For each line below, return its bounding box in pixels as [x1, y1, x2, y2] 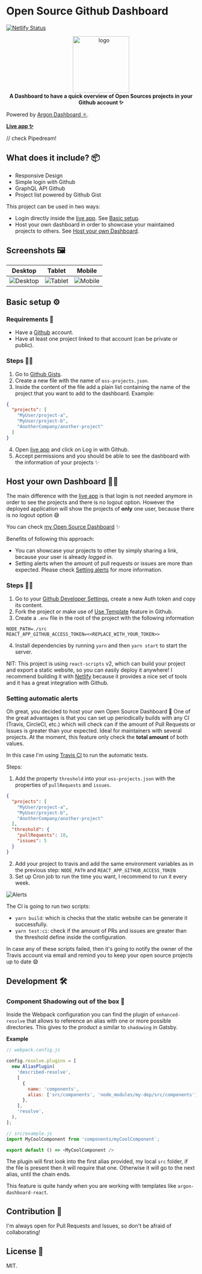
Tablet [47, 266, 66, 275]
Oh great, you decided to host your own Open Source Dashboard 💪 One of [6, 708, 191, 715]
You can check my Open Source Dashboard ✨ [6, 523, 121, 531]
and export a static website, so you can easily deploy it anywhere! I [6, 666, 173, 673]
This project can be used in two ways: [6, 203, 100, 210]
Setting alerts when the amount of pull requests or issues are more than [14, 560, 193, 567]
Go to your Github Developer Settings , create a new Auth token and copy [14, 595, 196, 602]
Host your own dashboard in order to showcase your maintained [14, 221, 174, 228]
